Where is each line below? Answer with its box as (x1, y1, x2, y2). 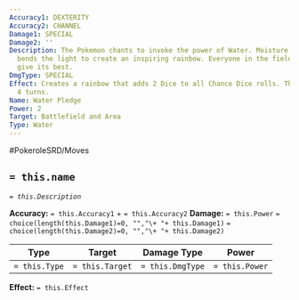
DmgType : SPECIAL (9, 71, 74, 80)
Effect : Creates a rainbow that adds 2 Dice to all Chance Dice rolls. (9, 79, 280, 88)
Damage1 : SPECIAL (9, 29, 74, 38)
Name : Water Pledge (9, 95, 82, 105)
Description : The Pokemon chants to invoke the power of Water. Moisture (9, 46, 289, 55)
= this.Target (72, 261, 133, 272)
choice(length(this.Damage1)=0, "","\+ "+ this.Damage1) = (9, 219, 231, 228)
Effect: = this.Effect (9, 281, 89, 292)
